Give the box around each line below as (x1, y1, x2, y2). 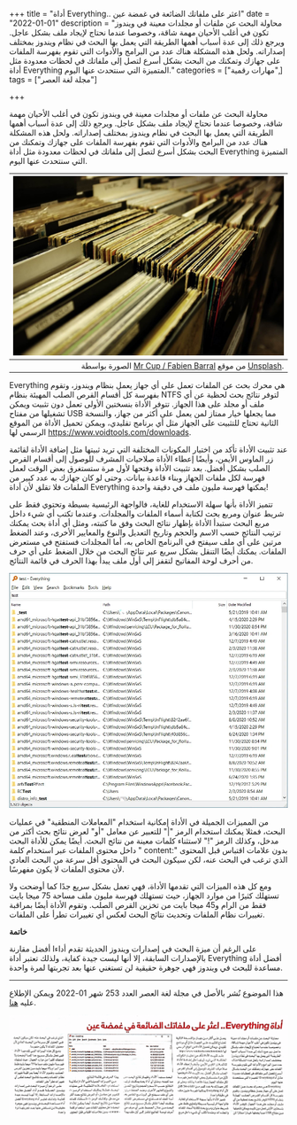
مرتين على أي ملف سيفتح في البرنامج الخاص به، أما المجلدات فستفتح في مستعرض (9, 537, 282, 547)
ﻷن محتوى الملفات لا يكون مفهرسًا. (9, 864, 126, 874)
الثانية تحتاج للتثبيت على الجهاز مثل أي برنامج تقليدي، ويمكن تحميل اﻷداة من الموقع (9, 417, 279, 429)
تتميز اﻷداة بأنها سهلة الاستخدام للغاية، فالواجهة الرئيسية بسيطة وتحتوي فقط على (9, 499, 274, 509)
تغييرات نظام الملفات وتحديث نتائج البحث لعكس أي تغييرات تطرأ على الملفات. (9, 909, 265, 920)
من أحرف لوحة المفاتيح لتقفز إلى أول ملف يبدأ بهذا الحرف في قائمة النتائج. (9, 555, 254, 566)
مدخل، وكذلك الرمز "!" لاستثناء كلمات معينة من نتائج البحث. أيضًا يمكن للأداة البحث (9, 835, 279, 846)
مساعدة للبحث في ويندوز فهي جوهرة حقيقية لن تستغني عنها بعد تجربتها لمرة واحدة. (9, 962, 283, 974)
